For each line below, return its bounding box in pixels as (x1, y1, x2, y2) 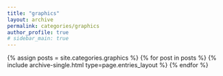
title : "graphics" (7, 9, 60, 17)
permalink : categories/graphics (7, 22, 99, 29)
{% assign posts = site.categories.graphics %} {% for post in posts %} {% (7, 54, 218, 62)
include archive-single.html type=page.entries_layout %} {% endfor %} (7, 61, 209, 69)
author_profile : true (7, 28, 69, 36)
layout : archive (7, 16, 54, 23)
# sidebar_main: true (7, 35, 69, 42)
